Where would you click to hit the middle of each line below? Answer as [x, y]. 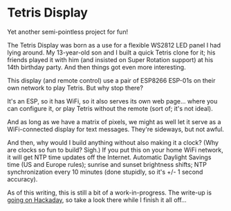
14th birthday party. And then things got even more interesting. [96, 67]
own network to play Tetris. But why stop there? [75, 88]
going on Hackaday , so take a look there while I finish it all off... [97, 200]
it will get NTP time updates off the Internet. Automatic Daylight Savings [109, 157]
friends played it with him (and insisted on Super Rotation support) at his [110, 59]
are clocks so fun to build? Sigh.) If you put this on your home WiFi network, [115, 150]
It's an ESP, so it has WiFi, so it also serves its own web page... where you [112, 101]
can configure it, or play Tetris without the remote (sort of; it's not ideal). [110, 108]
